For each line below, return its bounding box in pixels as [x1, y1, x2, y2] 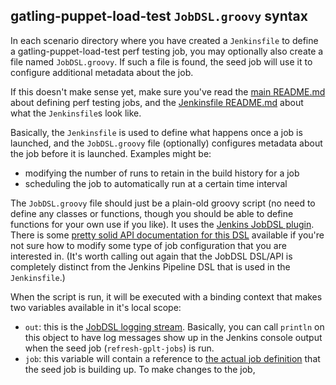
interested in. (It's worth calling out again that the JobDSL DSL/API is [10, 250, 293, 262]
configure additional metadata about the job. [10, 66, 194, 78]
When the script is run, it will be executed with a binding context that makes [10, 290, 323, 303]
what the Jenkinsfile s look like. [10, 107, 142, 119]
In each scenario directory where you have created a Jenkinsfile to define [10, 34, 319, 46]
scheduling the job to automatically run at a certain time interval [24, 177, 288, 189]
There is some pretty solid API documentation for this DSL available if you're [10, 229, 325, 241]
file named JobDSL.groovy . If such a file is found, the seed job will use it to [10, 55, 313, 68]
